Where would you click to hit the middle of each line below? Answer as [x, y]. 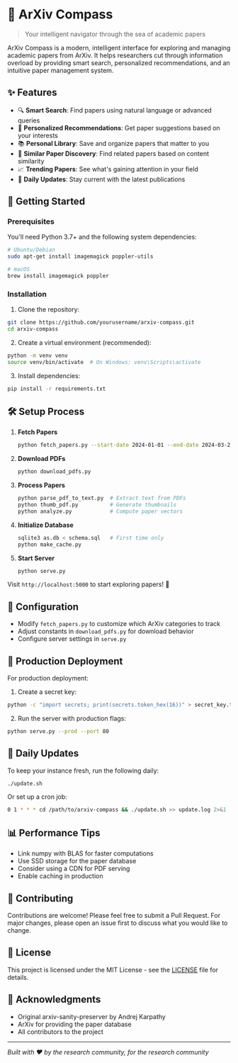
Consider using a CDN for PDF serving [74, 869]
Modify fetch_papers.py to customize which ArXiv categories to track [119, 624]
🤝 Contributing [40, 898]
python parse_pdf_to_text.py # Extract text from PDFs [102, 499]
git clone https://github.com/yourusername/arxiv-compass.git [101, 323]
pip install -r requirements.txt [57, 389]
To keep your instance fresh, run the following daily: [83, 771]
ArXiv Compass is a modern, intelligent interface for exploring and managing [119, 47]
